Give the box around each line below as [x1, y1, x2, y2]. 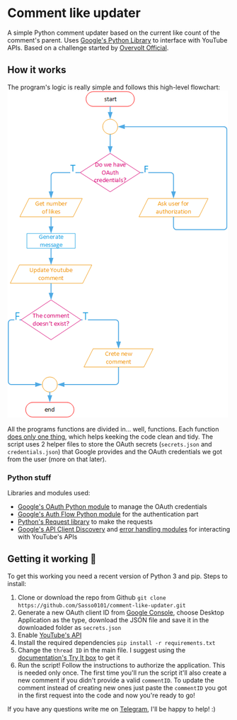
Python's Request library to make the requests [17, 517, 154, 526]
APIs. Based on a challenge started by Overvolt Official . [7, 43, 169, 52]
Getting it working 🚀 [7, 553, 97, 565]
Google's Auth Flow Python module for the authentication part [17, 510, 199, 519]
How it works [7, 64, 67, 76]
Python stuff [7, 473, 52, 483]
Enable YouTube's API [17, 631, 82, 639]
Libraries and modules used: [7, 489, 91, 497]
